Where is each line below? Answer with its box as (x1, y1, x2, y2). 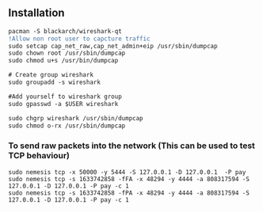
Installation (8, 6, 65, 20)
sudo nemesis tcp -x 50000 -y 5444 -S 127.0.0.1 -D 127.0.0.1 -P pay (8, 168, 246, 176)
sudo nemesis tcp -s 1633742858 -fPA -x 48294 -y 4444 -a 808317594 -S (8, 189, 250, 197)
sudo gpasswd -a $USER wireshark (8, 100, 119, 108)
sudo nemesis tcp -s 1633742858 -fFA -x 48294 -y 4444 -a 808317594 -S (8, 175, 250, 183)
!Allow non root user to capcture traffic (8, 35, 151, 43)
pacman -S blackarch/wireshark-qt (8, 27, 123, 35)
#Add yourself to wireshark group (8, 93, 123, 100)
